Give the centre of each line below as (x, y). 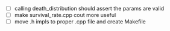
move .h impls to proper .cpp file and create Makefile (80, 22)
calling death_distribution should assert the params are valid (89, 8)
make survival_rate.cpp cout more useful (65, 15)
